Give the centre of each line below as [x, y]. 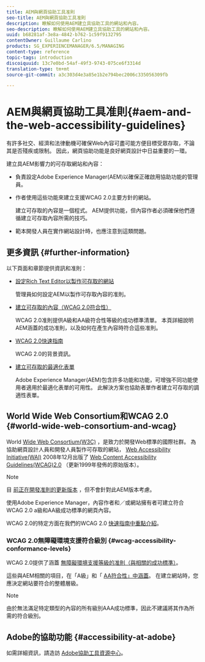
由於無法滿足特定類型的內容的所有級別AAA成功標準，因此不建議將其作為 [98, 608]
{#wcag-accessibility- [142, 540]
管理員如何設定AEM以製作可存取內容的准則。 [72, 294]
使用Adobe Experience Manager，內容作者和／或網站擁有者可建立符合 [95, 502]
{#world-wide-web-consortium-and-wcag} [91, 426]
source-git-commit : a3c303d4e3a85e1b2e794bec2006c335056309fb [87, 75]
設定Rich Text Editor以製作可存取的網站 [65, 281]
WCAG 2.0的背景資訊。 [45, 354]
